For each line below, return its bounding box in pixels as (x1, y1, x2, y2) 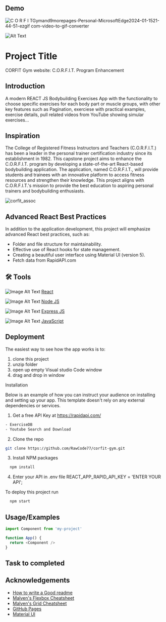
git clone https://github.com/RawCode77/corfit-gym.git (5, 446, 125, 451)
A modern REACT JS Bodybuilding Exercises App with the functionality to (5, 95, 158, 101)
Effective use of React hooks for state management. (12, 247, 121, 253)
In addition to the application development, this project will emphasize (5, 226, 150, 232)
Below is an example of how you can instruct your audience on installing (5, 392, 155, 398)
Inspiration (5, 131, 40, 140)
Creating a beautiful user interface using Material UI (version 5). (12, 252, 145, 258)
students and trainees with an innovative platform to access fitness (5, 172, 145, 178)
